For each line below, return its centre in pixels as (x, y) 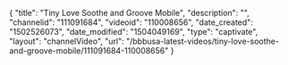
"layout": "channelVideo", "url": (67, 41)
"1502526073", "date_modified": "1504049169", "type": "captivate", (134, 32)
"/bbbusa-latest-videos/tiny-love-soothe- (203, 41)
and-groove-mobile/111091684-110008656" (89, 51)
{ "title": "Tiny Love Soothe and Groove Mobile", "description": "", (129, 13)
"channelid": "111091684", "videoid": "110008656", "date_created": (131, 22)
